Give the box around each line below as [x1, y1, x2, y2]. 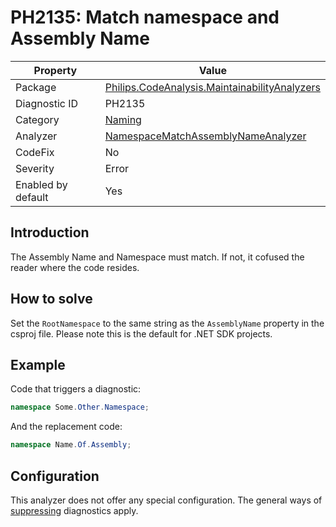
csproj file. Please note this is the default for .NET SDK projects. [10, 327, 273, 340]
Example [10, 356, 66, 373]
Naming [104, 112, 142, 126]
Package [15, 80, 57, 94]
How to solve [10, 291, 93, 308]
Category [15, 112, 60, 126]
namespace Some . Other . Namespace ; [10, 402, 150, 413]
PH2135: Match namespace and [10, 6, 280, 29]
